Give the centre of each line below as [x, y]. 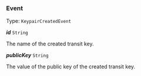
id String [17, 32]
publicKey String [27, 55]
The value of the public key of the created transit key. [71, 67]
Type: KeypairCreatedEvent [39, 21]
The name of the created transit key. [50, 44]
